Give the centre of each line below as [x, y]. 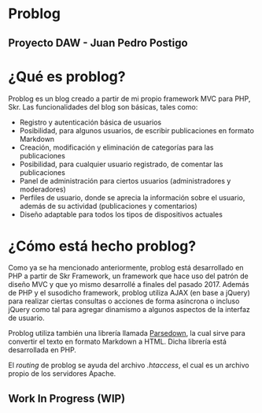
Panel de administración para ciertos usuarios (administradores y [125, 180]
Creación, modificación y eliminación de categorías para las [116, 147]
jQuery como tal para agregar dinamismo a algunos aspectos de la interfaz [129, 310]
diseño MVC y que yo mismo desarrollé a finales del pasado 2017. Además [129, 285]
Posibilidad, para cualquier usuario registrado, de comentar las [121, 164]
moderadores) [42, 189]
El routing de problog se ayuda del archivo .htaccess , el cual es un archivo [129, 365]
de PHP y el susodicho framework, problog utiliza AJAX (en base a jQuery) [129, 293]
